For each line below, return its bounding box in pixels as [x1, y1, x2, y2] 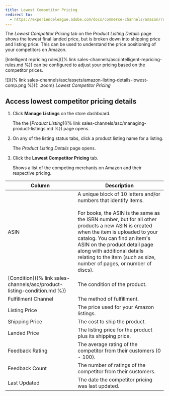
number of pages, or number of [77, 260, 152, 267]
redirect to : [5, 12, 33, 17]
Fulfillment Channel [8, 295, 54, 303]
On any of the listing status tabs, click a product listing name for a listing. [12, 135, 163, 141]
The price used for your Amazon [77, 304, 154, 311]
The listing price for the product [77, 326, 152, 333]
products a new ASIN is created [77, 222, 152, 229]
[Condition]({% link [8, 275, 53, 282]
